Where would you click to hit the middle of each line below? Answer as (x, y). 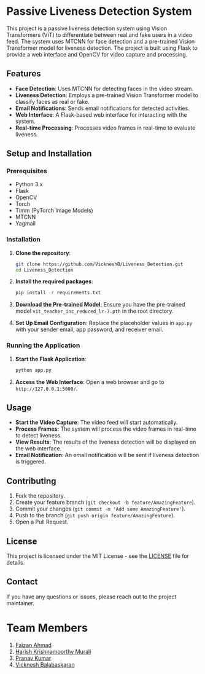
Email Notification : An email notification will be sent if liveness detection (107, 455)
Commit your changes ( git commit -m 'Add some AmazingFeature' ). (100, 509)
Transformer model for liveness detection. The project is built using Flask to (102, 48)
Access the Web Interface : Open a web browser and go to (90, 382)
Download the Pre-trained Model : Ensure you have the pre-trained (100, 305)
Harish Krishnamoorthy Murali (53, 651)
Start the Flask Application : (51, 359)
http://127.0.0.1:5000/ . (46, 388)
